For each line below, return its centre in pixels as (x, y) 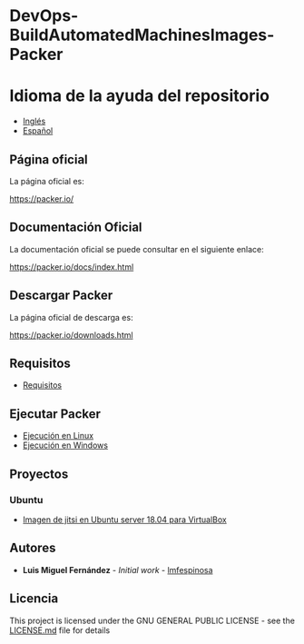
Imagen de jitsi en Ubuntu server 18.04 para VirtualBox (124, 520)
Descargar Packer (61, 296)
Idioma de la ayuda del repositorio (140, 96)
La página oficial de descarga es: (71, 317)
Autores (33, 548)
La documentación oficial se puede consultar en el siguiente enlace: (137, 249)
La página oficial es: (47, 181)
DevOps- (44, 16)
